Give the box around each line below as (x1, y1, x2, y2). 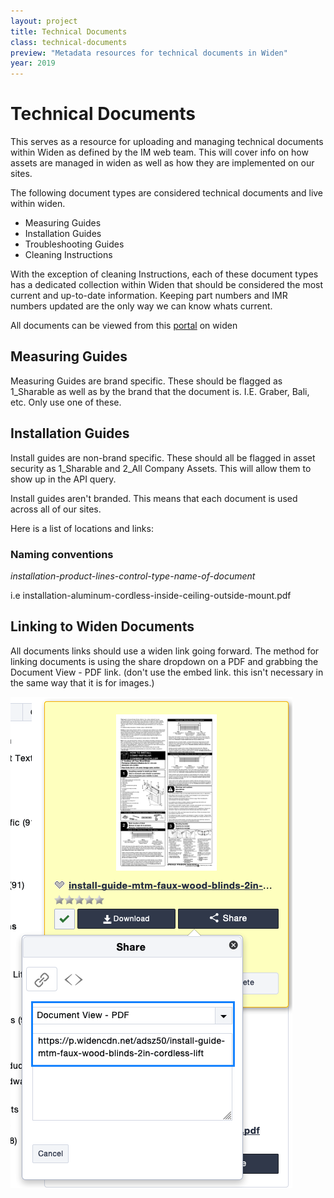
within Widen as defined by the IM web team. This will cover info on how (10, 146, 309, 159)
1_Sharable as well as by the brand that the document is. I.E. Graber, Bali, (10, 385, 310, 397)
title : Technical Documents (10, 26, 128, 37)
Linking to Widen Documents (10, 618, 195, 635)
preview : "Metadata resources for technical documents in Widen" (10, 48, 288, 58)
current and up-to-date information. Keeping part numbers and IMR (10, 290, 288, 302)
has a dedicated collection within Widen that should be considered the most (10, 279, 324, 291)
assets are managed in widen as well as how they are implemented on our (10, 157, 315, 169)
